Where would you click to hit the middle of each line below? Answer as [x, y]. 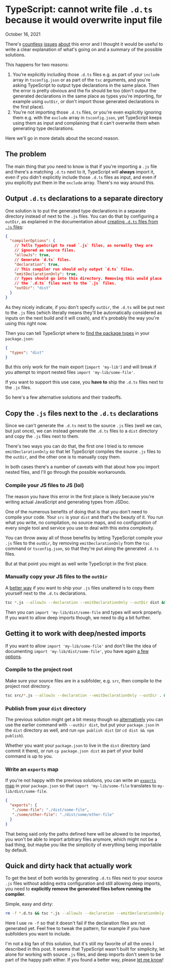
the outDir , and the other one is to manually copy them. [63, 457]
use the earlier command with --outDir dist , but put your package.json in [82, 725]
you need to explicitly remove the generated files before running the [78, 889]
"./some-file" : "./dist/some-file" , [51, 810]
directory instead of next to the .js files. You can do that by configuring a [82, 216]
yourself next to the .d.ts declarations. [46, 593]
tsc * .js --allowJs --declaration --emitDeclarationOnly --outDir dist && [86, 602]
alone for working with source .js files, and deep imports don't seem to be [83, 954]
